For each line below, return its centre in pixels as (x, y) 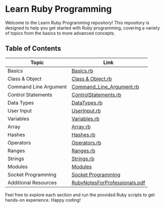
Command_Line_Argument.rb (105, 87)
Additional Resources (32, 182)
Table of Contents (33, 48)
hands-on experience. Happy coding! (43, 200)
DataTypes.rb (87, 103)
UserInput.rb (86, 111)
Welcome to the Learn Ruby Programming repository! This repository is (77, 23)
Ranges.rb (83, 150)
